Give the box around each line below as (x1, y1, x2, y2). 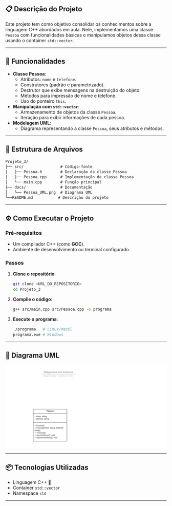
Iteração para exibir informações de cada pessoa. (20, 114, 125, 120)
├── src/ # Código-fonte (5, 164, 93, 170)
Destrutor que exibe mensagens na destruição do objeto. (20, 87, 141, 93)
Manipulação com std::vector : (12, 103, 80, 109)
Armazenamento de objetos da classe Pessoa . (20, 109, 117, 115)
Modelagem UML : (12, 120, 52, 126)
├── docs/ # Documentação (5, 185, 93, 190)
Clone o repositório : (12, 271, 56, 277)
